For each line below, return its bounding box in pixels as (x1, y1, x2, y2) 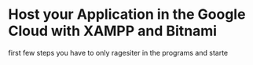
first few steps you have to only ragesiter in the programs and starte (8, 48, 229, 57)
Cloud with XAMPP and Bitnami (8, 22, 218, 40)
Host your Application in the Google (8, 5, 246, 23)
